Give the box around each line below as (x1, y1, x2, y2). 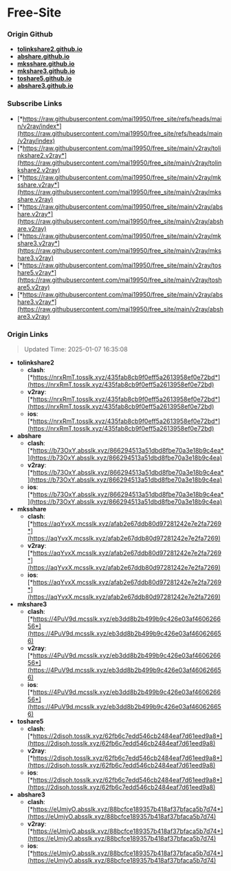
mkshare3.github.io (16, 67, 76, 75)
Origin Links (7, 329, 49, 339)
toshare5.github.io (16, 74, 72, 83)
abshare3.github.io (16, 81, 74, 90)
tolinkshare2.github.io (16, 45, 82, 53)
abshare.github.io (16, 52, 70, 61)
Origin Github (7, 30, 54, 39)
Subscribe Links (7, 99, 63, 108)
